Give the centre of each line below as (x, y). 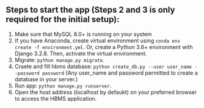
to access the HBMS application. (56, 98)
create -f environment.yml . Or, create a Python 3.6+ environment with (104, 47)
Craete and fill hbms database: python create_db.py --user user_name (103, 66)
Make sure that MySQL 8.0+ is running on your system (83, 34)
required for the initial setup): (63, 20)
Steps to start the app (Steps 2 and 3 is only (90, 10)
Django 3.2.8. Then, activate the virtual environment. (81, 53)
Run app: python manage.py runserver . (63, 86)
